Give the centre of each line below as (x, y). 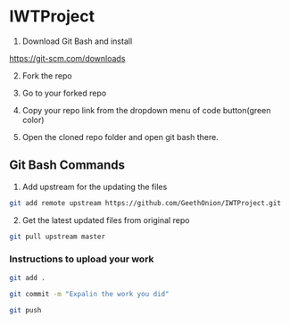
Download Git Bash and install (77, 41)
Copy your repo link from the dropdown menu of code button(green (146, 110)
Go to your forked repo (64, 93)
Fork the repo (47, 75)
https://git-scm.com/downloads (67, 58)
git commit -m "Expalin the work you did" (89, 294)
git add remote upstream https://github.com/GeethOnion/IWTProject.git (145, 203)
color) (33, 120)
